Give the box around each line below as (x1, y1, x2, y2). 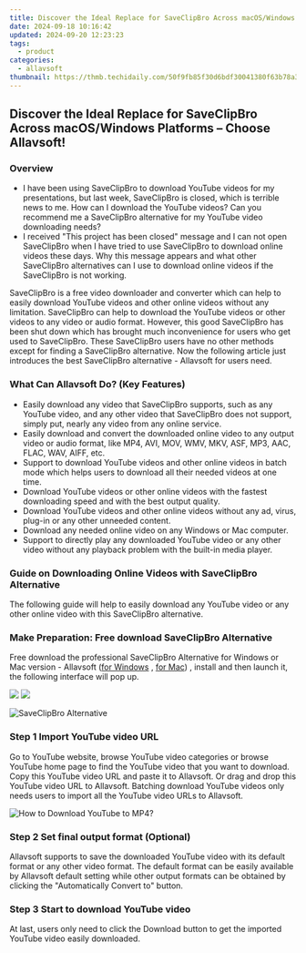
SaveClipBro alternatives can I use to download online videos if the (22, 261, 274, 272)
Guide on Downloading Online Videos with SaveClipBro (9, 567, 258, 579)
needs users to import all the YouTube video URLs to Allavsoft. (9, 790, 244, 801)
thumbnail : (9, 73, 51, 82)
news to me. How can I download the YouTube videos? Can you (22, 202, 262, 213)
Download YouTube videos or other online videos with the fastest (22, 486, 268, 497)
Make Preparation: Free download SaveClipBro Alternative (9, 630, 273, 643)
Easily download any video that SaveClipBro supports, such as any (22, 398, 273, 410)
